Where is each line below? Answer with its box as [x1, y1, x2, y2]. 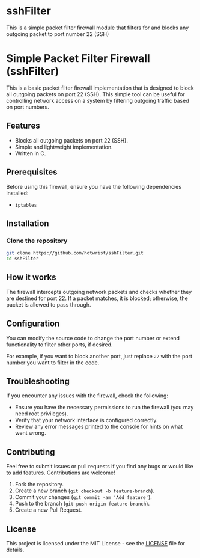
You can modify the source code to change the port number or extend [6, 334, 180, 342]
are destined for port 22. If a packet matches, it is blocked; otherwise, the [6, 295, 188, 302]
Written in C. [14, 149, 46, 157]
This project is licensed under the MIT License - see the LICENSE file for [6, 540, 185, 547]
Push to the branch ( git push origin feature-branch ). [14, 500, 150, 507]
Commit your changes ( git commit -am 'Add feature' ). [14, 494, 152, 501]
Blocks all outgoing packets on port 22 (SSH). [14, 136, 128, 144]
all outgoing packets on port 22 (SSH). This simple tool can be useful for [6, 90, 185, 97]
